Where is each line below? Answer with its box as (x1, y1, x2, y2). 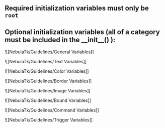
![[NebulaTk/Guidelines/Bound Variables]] (5, 97, 92, 103)
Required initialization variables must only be (5, 4, 149, 13)
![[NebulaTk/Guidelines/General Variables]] (5, 49, 94, 55)
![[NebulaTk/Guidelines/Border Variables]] (5, 78, 92, 84)
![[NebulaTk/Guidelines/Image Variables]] (5, 88, 91, 94)
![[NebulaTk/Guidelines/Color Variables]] (5, 68, 89, 74)
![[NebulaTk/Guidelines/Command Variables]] (5, 107, 99, 113)
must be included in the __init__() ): (5, 35, 116, 44)
